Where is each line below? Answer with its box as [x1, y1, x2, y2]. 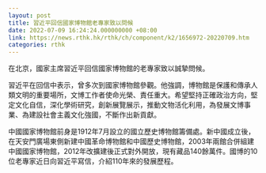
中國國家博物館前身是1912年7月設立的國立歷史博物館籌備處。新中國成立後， [8, 127, 256, 137]
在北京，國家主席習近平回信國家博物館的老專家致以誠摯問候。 [8, 64, 210, 73]
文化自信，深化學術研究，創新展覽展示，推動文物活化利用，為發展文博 [14, 100, 244, 110]
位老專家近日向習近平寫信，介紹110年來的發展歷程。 [8, 156, 178, 166]
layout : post [8, 11, 51, 20]
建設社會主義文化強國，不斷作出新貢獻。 [28, 110, 158, 119]
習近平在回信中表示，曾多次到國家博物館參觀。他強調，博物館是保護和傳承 [8, 81, 251, 90]
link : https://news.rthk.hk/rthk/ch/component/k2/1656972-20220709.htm [8, 33, 249, 42]
